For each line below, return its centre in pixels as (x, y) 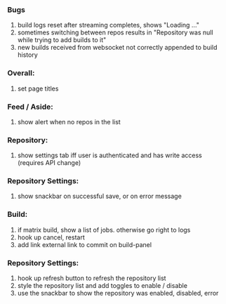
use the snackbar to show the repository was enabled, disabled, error (118, 293)
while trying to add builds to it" (62, 40)
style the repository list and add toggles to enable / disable (102, 286)
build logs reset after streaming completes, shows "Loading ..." (108, 25)
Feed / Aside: (31, 107)
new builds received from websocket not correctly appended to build (117, 48)
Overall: (21, 73)
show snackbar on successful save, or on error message (100, 196)
